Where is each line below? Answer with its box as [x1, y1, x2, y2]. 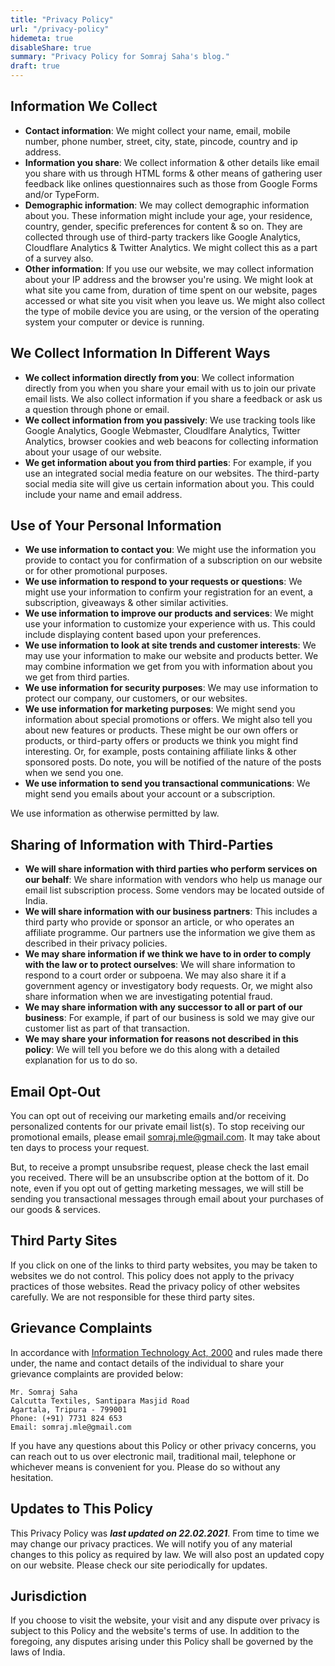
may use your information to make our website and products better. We [24, 650, 319, 662]
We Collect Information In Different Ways [10, 345, 271, 362]
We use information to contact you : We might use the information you [24, 544, 317, 556]
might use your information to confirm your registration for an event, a [24, 586, 313, 598]
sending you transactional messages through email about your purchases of [10, 1193, 324, 1205]
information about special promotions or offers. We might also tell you [24, 714, 313, 726]
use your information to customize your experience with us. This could [24, 618, 316, 630]
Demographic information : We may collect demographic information [24, 199, 310, 211]
